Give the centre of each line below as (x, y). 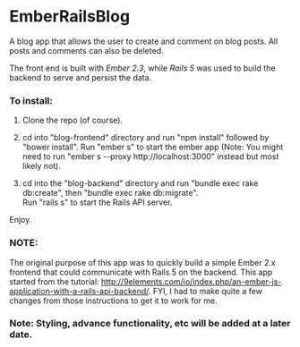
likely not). (41, 166)
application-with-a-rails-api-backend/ (79, 291)
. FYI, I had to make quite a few (205, 291)
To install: (31, 100)
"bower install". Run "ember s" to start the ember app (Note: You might (153, 147)
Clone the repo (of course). (73, 120)
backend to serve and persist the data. (81, 77)
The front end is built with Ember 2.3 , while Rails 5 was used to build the (142, 68)
